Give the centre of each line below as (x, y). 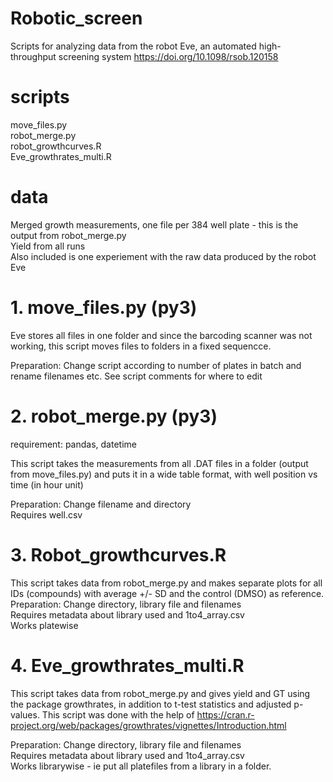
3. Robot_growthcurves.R (118, 554)
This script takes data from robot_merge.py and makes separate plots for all (166, 583)
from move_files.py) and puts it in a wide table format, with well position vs (164, 474)
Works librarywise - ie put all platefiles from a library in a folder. (141, 766)
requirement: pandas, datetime (73, 444)
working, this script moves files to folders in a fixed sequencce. (141, 346)
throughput (33, 56)
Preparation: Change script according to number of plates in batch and (156, 365)
